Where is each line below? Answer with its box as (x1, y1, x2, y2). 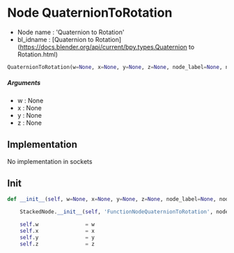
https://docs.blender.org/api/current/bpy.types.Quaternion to (19, 43, 195, 51)
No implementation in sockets (7, 157, 93, 165)
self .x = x (19, 228, 95, 235)
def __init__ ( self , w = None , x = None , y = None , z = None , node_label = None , (7, 196, 217, 203)
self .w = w (19, 221, 95, 228)
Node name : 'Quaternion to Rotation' (17, 28, 125, 36)
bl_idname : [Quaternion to (17, 35, 94, 43)
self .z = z (19, 240, 95, 247)
